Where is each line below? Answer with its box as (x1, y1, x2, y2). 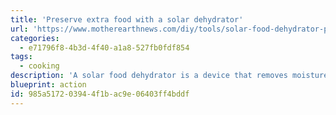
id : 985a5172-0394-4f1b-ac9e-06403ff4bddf (10, 89, 190, 99)
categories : (10, 33, 60, 43)
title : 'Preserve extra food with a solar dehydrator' (10, 14, 244, 25)
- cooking (19, 61, 60, 71)
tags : (10, 52, 33, 62)
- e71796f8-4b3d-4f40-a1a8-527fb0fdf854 (19, 42, 190, 53)
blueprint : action (10, 80, 87, 90)
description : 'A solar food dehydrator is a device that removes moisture (10, 71, 329, 81)
